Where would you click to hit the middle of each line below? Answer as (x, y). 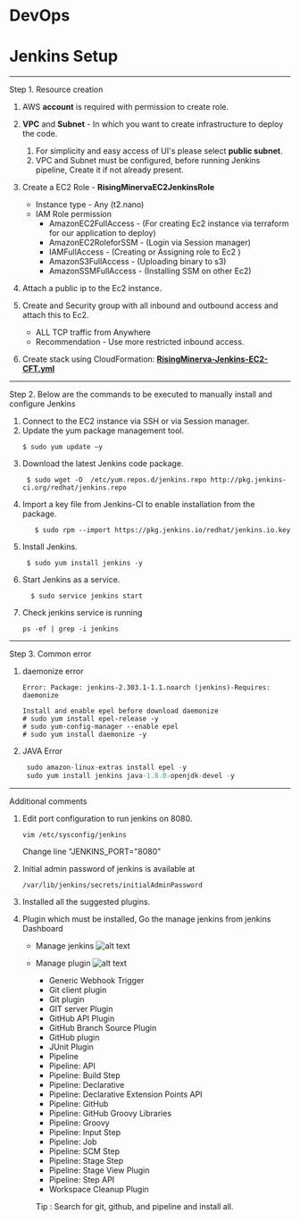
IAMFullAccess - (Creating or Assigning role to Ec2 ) (145, 252)
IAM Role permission (73, 214)
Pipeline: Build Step (84, 1075)
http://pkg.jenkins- (249, 480)
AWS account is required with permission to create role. (125, 107)
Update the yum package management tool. (103, 431)
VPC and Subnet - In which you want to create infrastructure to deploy (153, 124)
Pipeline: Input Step (85, 1132)
